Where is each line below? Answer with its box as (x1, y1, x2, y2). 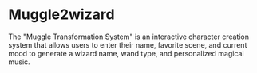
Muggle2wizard (8, 6, 115, 24)
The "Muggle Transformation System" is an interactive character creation (8, 32, 250, 41)
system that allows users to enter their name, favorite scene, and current (8, 40, 247, 49)
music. (8, 57, 30, 67)
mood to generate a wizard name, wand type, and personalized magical (8, 48, 245, 58)
